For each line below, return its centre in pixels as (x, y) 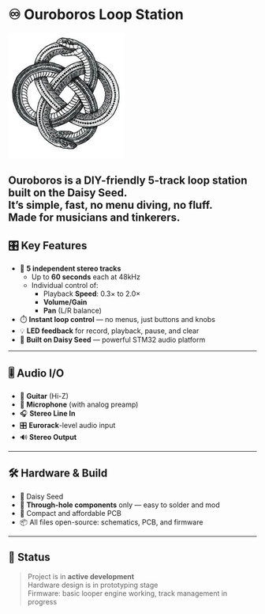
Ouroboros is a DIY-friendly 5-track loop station (128, 181)
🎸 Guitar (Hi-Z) (44, 396)
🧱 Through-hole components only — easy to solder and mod (120, 505)
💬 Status (30, 557)
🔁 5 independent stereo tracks (70, 269)
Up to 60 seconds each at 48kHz (86, 277)
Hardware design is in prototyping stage (93, 585)
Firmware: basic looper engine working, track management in (127, 593)
